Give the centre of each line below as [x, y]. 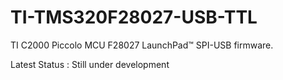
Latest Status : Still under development [90, 64]
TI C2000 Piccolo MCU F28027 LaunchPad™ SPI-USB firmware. [142, 45]
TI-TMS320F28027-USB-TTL [134, 17]
